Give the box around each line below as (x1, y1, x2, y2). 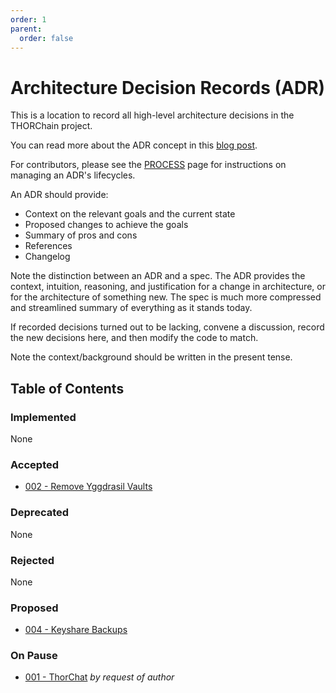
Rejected (10, 553, 55, 567)
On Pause (10, 649, 58, 663)
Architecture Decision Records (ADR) (10, 76, 326, 99)
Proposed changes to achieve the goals (24, 219, 189, 231)
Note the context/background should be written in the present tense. (10, 351, 293, 363)
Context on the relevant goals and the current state (24, 208, 236, 220)
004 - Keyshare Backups (24, 624, 128, 636)
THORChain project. (10, 120, 93, 132)
